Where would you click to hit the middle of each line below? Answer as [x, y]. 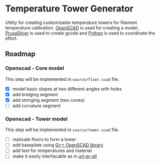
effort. [12, 38]
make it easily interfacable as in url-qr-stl [55, 156]
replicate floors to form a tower [44, 140]
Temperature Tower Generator [69, 9]
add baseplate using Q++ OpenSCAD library [58, 145]
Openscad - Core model [35, 68]
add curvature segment [36, 106]
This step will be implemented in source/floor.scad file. [62, 79]
